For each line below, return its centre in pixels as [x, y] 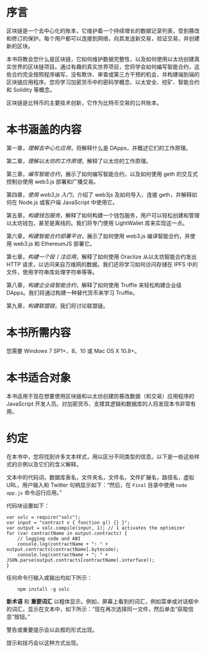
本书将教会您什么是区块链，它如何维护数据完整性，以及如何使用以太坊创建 [100, 59]
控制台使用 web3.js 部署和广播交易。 [53, 181]
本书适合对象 [39, 378]
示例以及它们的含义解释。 [49, 464]
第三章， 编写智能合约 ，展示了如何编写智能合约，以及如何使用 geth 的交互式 [102, 174]
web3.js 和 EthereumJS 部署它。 [54, 243]
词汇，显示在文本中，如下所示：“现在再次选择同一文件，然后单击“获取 [100, 609]
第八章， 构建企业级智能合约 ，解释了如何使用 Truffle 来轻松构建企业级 [94, 285]
